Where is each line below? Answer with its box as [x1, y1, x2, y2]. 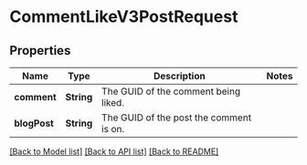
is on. [101, 123, 125, 135]
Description [153, 70, 206, 82]
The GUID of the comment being [101, 85, 240, 98]
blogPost [14, 117, 55, 129]
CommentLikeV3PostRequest [9, 6, 238, 27]
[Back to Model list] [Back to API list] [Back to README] [9, 146, 219, 157]
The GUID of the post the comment [101, 111, 252, 124]
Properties [9, 43, 71, 58]
